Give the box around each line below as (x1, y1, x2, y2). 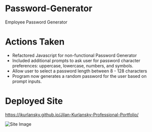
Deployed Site (5, 96, 63, 107)
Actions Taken (5, 36, 65, 47)
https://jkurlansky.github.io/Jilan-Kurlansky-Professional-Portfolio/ (5, 111, 139, 117)
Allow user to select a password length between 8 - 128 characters (12, 68, 148, 74)
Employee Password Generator (5, 19, 67, 25)
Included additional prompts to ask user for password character (12, 57, 141, 64)
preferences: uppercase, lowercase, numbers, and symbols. (12, 63, 133, 68)
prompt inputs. (12, 78, 42, 84)
